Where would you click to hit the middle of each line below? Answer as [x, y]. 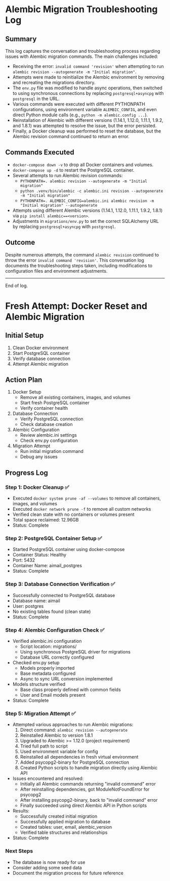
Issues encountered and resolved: [48, 778]
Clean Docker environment [40, 348]
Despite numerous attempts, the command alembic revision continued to [82, 254]
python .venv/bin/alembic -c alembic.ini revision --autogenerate [92, 191]
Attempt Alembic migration [40, 364]
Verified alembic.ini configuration [47, 641]
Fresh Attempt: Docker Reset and [76, 306]
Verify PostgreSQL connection [52, 419]
